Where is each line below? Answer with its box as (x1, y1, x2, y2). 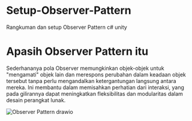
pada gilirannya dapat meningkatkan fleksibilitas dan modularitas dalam (6, 90, 183, 97)
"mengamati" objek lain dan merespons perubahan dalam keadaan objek (6, 70, 186, 78)
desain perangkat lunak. (6, 96, 66, 104)
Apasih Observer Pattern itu (6, 45, 149, 58)
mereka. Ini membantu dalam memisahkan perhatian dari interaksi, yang (6, 84, 185, 91)
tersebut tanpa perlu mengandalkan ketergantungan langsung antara (6, 77, 176, 84)
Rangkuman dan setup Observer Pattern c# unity (6, 23, 127, 31)
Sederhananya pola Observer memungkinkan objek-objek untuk (6, 64, 164, 72)
